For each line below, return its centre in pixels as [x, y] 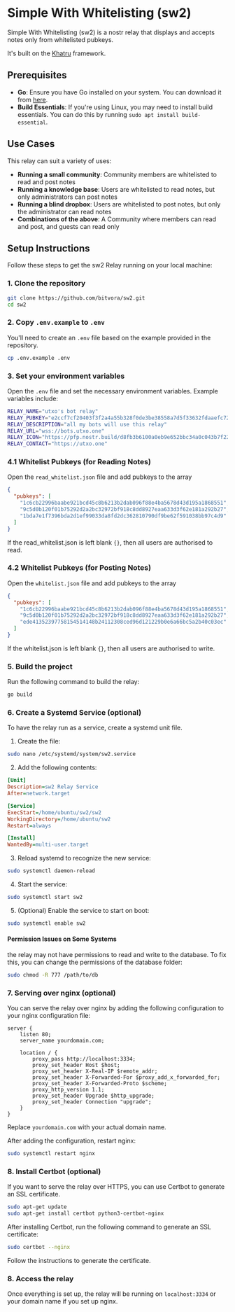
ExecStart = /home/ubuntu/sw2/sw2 [54, 812]
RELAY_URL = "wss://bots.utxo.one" [56, 431]
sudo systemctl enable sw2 [47, 923]
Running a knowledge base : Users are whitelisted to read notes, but [116, 189]
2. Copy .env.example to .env [56, 322]
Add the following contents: [57, 767]
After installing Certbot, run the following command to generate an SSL [109, 1227]
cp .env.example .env [39, 358]
